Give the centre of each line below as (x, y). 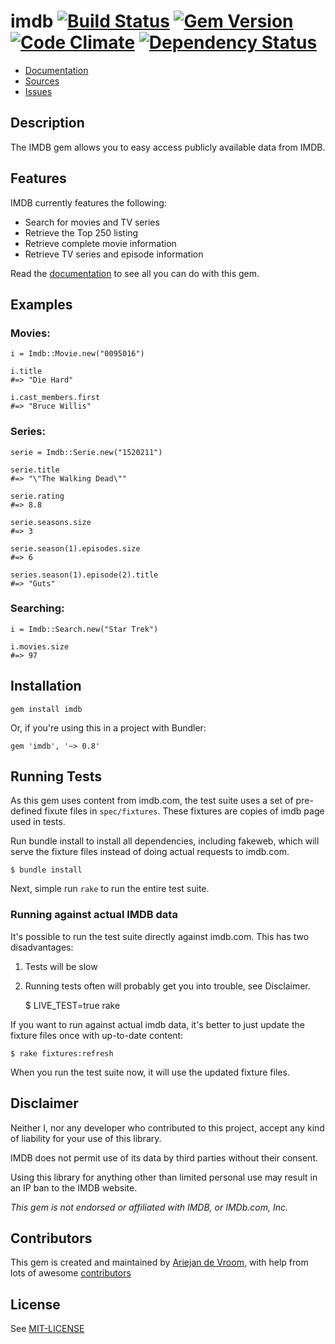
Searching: (37, 608)
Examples (41, 304)
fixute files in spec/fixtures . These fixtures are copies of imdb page (184, 811)
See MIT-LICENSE (47, 1329)
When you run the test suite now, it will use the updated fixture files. (150, 1072)
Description (47, 123)
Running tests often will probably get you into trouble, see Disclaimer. (167, 986)
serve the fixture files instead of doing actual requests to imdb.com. (150, 852)
